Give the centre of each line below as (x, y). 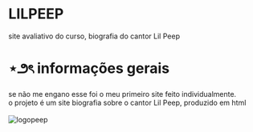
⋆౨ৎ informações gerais (89, 68)
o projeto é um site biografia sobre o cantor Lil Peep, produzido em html (127, 102)
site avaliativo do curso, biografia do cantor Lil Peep (94, 36)
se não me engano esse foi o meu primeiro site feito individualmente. (122, 94)
